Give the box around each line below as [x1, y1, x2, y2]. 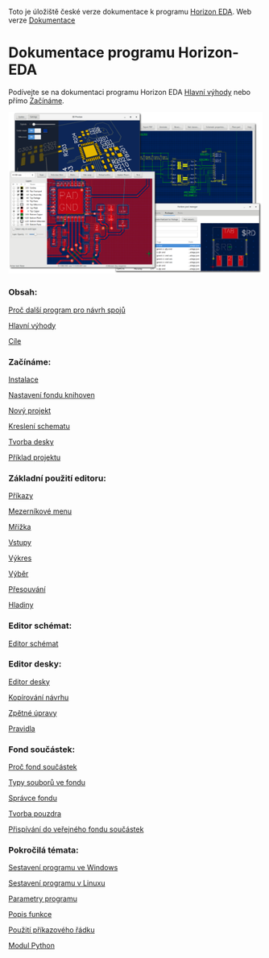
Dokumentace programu [8, 43, 176, 62]
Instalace [8, 374, 39, 384]
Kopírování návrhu [8, 692, 69, 702]
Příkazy [8, 491, 34, 501]
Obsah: [8, 287, 38, 298]
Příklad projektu [8, 452, 61, 462]
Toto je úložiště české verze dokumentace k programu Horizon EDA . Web [8, 7, 252, 16]
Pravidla [8, 724, 35, 733]
